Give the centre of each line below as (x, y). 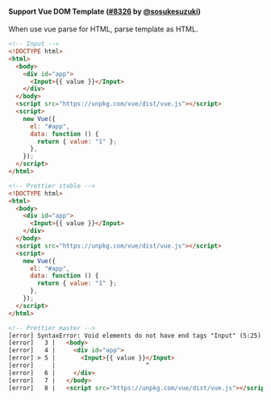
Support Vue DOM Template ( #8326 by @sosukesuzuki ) (105, 11)
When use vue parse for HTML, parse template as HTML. (103, 29)
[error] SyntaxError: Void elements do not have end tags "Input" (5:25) (135, 335)
